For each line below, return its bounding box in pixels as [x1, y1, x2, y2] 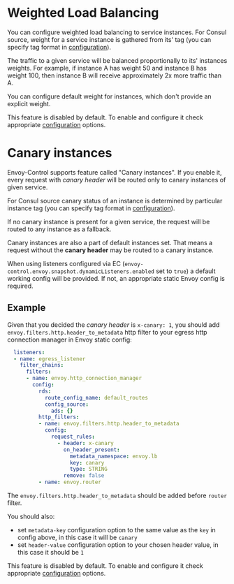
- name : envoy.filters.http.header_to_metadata [38, 421, 180, 428]
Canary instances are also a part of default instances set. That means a [7, 238, 213, 247]
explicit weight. [7, 99, 51, 108]
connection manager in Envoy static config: [7, 335, 133, 344]
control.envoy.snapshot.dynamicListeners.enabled [7, 268, 155, 275]
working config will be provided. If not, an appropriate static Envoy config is [7, 274, 225, 282]
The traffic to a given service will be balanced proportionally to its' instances [7, 56, 228, 64]
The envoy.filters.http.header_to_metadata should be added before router [7, 491, 227, 500]
